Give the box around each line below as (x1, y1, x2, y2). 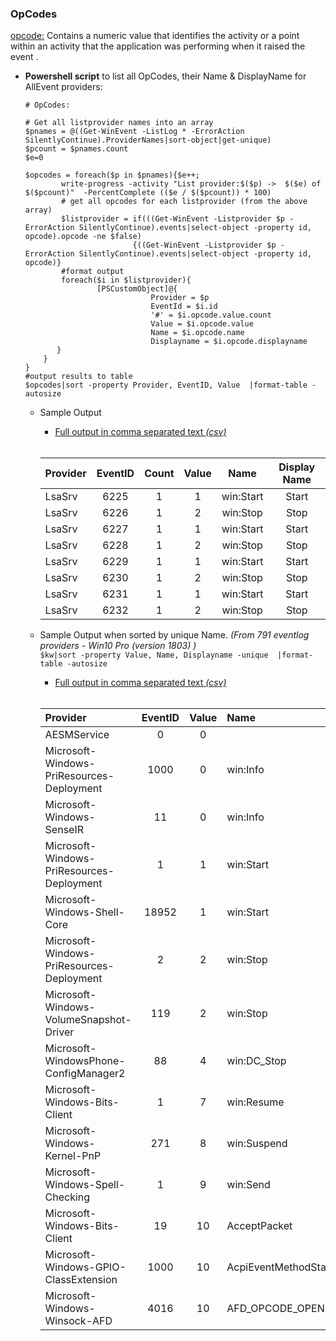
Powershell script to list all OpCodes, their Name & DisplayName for (24, 70, 307, 82)
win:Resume (226, 1095, 285, 1109)
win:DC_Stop (226, 1054, 287, 1068)
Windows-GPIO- (44, 1260, 127, 1274)
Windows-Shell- (44, 905, 125, 919)
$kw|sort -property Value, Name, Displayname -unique (39, 650, 269, 661)
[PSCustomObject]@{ (96, 284, 178, 294)
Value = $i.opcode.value (150, 319, 254, 329)
